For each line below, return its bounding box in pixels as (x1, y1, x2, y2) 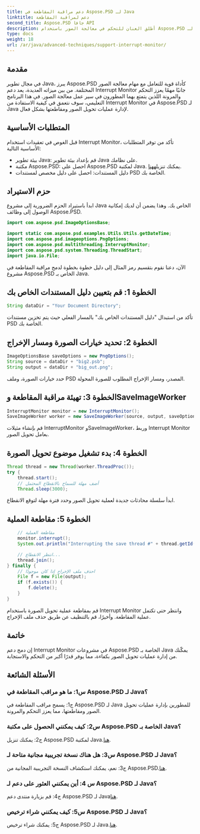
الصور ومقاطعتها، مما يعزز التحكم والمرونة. (7, 708, 101, 715)
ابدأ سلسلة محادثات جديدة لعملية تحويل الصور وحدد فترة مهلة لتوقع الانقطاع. (7, 497, 175, 504)
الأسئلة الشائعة (7, 669, 55, 680)
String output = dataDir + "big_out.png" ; (7, 364, 113, 370)
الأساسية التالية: (7, 144, 41, 152)
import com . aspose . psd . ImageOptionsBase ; (7, 220, 111, 226)
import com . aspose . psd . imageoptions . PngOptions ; (7, 236, 129, 242)
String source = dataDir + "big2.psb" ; (7, 358, 106, 364)
